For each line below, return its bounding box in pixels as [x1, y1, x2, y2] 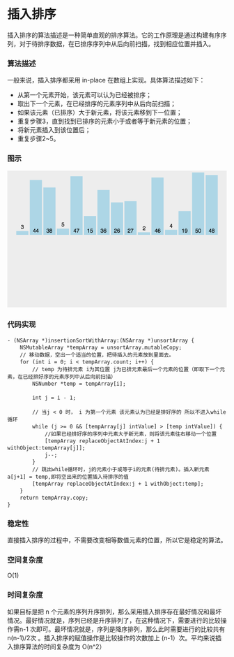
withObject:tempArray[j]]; [7, 445, 86, 452]
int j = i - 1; [32, 394, 77, 401]
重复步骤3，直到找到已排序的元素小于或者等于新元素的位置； [17, 117, 193, 126]
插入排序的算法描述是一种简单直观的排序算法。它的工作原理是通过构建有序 [7, 31, 221, 39]
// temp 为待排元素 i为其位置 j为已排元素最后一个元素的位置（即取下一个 [32, 366, 221, 373]
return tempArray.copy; [19, 494, 89, 501]
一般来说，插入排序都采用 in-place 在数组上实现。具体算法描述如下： [7, 76, 205, 85]
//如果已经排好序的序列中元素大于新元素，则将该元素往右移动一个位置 [44, 431, 217, 438]
